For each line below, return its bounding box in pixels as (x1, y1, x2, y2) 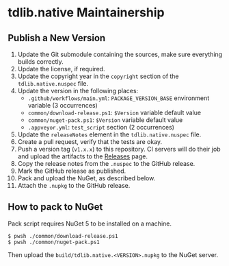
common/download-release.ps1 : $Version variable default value (27, 108, 201, 117)
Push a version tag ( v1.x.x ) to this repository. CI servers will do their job (17, 145, 221, 153)
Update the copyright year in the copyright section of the (17, 72, 180, 80)
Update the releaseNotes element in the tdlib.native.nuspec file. (17, 130, 202, 138)
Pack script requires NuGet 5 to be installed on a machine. (8, 219, 172, 228)
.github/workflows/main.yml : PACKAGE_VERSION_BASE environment (27, 94, 210, 102)
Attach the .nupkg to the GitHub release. (17, 182, 131, 189)
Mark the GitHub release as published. (17, 167, 126, 175)
